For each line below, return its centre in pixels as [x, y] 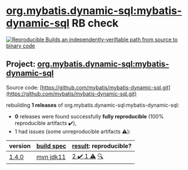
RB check [95, 23]
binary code [21, 46]
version [20, 146]
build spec [51, 146]
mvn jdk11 [51, 157]
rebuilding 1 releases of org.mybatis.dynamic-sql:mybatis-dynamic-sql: [93, 105]
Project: [21, 64]
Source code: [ [24, 87]
